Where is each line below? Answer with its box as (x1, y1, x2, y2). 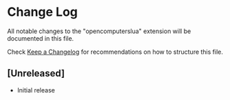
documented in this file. (7, 34, 74, 42)
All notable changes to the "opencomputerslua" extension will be (7, 27, 191, 35)
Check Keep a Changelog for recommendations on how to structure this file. (7, 48, 224, 56)
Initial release (17, 86, 55, 94)
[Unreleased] (7, 68, 65, 79)
